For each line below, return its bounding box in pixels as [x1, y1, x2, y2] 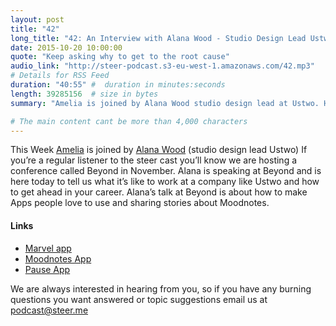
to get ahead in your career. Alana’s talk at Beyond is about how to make [10, 186, 308, 198]
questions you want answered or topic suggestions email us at [10, 293, 268, 305]
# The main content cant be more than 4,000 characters [10, 116, 248, 126]
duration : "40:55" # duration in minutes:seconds [10, 80, 226, 90]
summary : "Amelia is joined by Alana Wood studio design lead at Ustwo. [10, 98, 320, 108]
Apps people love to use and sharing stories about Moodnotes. [10, 197, 270, 209]
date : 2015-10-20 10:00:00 [10, 42, 123, 53]
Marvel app [24, 242, 72, 254]
